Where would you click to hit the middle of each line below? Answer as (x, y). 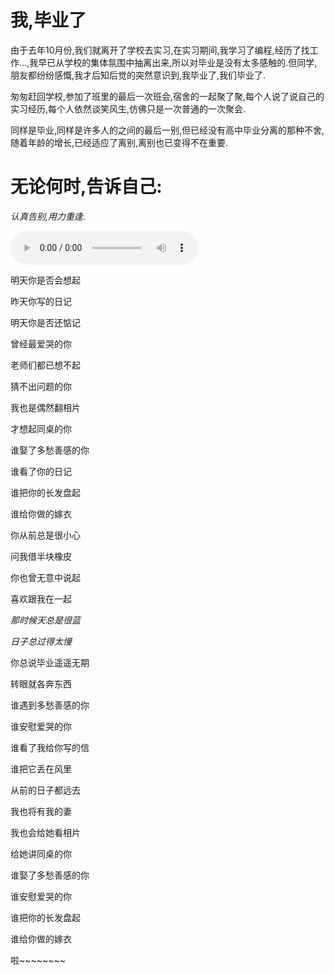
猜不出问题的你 (41, 386)
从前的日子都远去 (45, 790)
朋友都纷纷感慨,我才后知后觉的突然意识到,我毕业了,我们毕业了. (138, 75)
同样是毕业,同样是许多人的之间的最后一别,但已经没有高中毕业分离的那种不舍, (167, 130)
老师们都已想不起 (45, 365)
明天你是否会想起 (45, 280)
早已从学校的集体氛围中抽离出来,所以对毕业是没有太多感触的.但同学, (178, 62)
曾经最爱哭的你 (41, 343)
